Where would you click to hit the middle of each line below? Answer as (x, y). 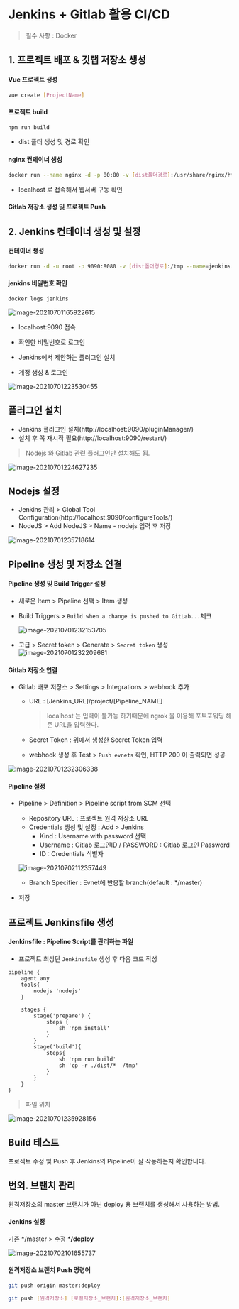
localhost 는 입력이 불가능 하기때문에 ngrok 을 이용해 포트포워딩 (135, 716)
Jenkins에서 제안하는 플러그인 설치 (67, 357)
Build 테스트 (34, 1143)
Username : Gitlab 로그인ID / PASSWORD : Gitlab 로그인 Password (134, 845)
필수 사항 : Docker (51, 35)
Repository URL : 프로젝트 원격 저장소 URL (89, 818)
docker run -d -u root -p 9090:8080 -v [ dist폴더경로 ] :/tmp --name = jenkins (119, 266)
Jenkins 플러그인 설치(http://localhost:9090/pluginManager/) (106, 429)
